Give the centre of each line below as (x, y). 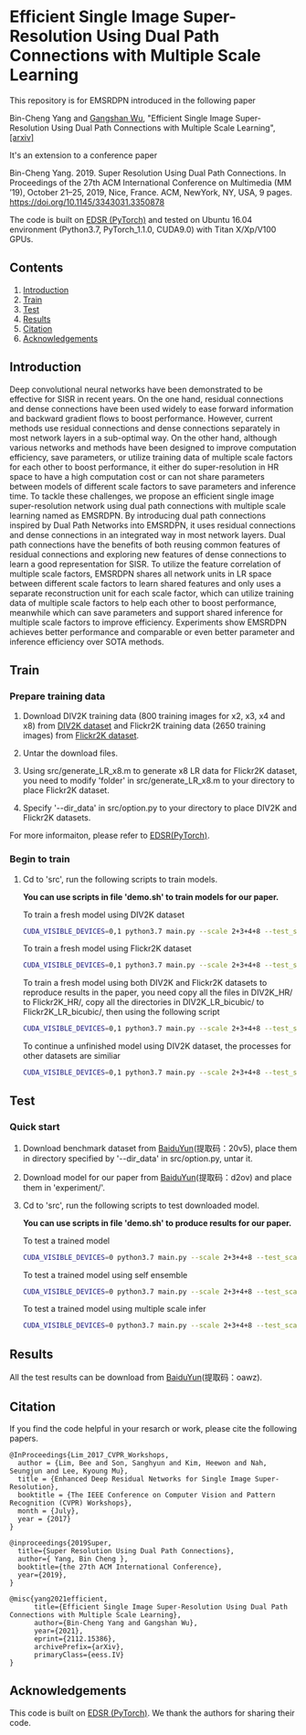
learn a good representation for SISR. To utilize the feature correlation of (145, 564)
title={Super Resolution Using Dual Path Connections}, (126, 1550)
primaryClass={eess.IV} (79, 1655)
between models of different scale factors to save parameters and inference (153, 486)
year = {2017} (44, 1518)
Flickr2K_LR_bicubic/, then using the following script (121, 1012)
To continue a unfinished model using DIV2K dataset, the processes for (157, 1046)
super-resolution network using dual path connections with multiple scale (148, 505)
